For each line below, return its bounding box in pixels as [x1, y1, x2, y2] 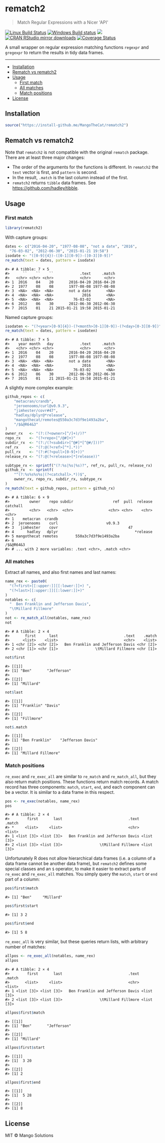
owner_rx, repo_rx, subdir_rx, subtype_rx [14, 477, 102, 482]
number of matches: [5, 944, 46, 950]
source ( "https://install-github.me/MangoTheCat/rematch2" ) [5, 122, 129, 127]
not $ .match [5, 724, 27, 730]
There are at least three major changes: [5, 155, 85, 160]
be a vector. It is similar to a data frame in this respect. [5, 789, 115, 795]
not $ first [5, 655, 26, 660]
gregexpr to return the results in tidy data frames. [5, 49, 105, 55]
